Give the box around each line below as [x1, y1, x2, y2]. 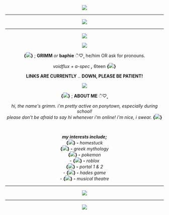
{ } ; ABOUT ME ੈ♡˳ [61, 93, 108, 99]
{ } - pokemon [67, 152, 102, 158]
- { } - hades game [63, 170, 106, 176]
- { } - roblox [69, 158, 100, 164]
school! [77, 108, 92, 114]
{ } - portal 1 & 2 [66, 164, 103, 170]
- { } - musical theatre [60, 176, 109, 181]
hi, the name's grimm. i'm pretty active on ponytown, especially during [11, 103, 158, 109]
